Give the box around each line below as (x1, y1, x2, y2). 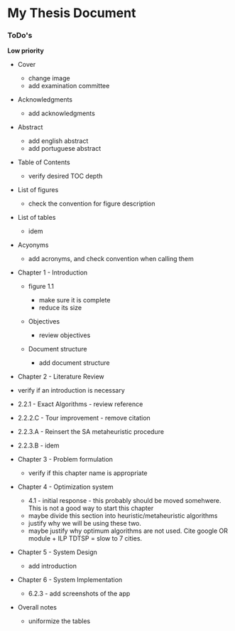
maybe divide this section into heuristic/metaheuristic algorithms (28, 511, 218, 520)
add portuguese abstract (28, 144, 102, 153)
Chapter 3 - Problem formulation (17, 455, 114, 464)
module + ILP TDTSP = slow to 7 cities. (28, 534, 143, 543)
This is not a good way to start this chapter (28, 504, 154, 513)
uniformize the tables (28, 617, 91, 625)
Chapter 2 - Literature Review (17, 372, 104, 381)
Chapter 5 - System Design (17, 548, 98, 556)
